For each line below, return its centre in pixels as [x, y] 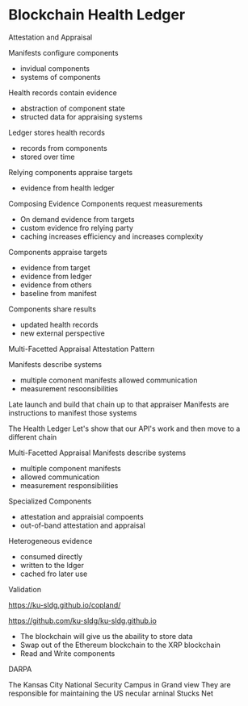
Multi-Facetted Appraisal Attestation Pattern [82, 349]
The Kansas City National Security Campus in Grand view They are [120, 684]
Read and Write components [67, 653]
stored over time [47, 157]
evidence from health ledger [67, 188]
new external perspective [62, 333]
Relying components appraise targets [71, 172]
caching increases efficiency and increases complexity [111, 236]
